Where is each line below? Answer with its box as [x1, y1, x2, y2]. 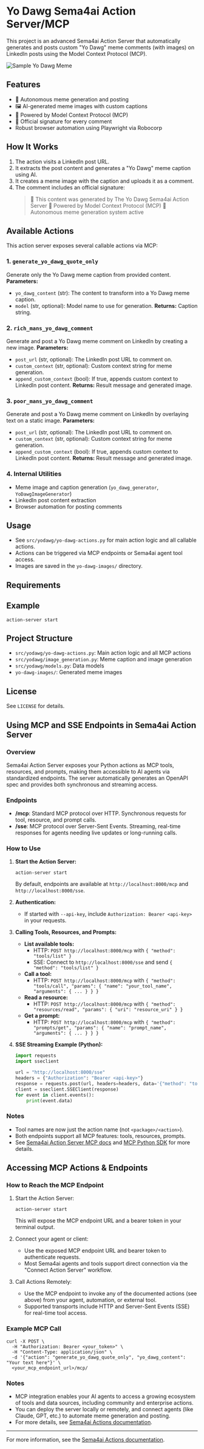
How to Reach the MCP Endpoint [6, 1181, 104, 1190]
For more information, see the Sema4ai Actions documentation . [6, 1436, 165, 1444]
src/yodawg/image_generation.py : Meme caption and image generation [15, 656, 192, 663]
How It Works [6, 141, 59, 152]
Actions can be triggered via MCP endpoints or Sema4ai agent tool [15, 550, 183, 557]
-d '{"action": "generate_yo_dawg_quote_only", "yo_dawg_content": [12, 1354, 186, 1360]
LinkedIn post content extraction [15, 496, 97, 503]
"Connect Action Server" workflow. [24, 1266, 112, 1273]
